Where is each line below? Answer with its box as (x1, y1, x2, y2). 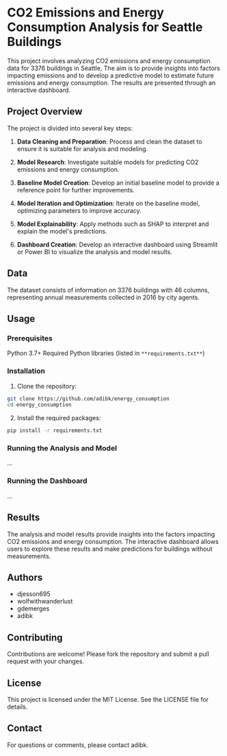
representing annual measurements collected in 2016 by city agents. (7, 293, 200, 301)
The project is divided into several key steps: (7, 124, 133, 132)
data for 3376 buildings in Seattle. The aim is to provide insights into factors (7, 64, 220, 72)
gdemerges (16, 604, 50, 612)
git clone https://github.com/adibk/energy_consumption (7, 395, 170, 402)
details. (7, 702, 28, 711)
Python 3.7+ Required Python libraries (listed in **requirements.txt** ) (7, 349, 205, 358)
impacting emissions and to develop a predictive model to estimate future (7, 71, 214, 80)
